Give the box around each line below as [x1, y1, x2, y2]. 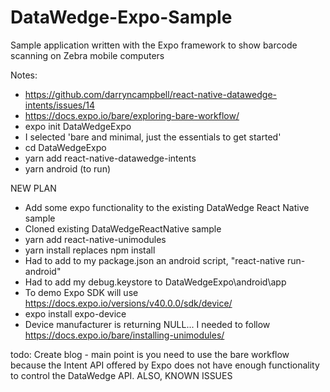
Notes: [10, 69, 38, 81]
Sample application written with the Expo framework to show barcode [10, 39, 298, 51]
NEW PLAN [10, 182, 57, 194]
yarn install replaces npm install [24, 244, 156, 256]
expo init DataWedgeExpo [24, 120, 132, 132]
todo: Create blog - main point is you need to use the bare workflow [10, 348, 290, 360]
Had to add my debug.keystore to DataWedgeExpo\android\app [24, 276, 287, 288]
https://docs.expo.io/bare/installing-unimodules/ [24, 329, 225, 341]
